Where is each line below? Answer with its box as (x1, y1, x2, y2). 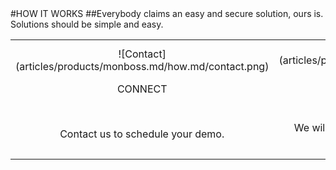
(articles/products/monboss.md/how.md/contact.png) (15, 60, 270, 73)
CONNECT (116, 82, 168, 96)
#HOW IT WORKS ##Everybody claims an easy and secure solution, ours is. (10, 8, 324, 19)
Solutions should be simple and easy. (10, 18, 164, 30)
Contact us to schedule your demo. (59, 127, 225, 141)
